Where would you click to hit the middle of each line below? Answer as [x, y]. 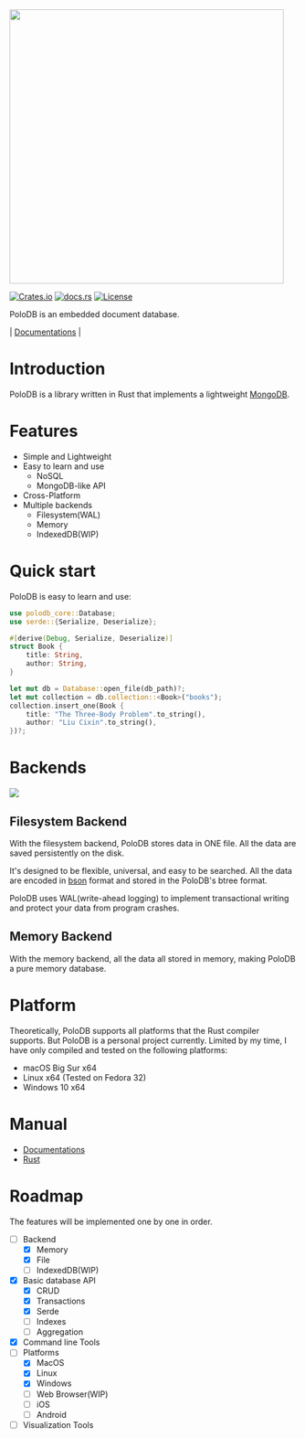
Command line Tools [61, 1342]
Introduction [58, 369]
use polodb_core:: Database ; [63, 613]
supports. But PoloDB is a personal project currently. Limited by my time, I [148, 1040]
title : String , [55, 655]
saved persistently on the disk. [67, 853]
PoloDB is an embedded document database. [95, 314]
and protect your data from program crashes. [95, 908]
